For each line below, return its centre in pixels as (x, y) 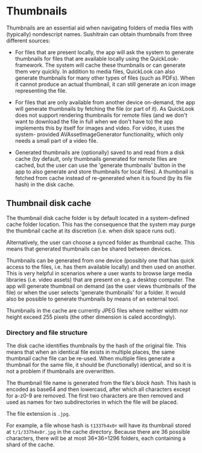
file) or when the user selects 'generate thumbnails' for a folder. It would (96, 292)
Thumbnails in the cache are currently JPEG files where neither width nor (97, 310)
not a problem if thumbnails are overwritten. (61, 371)
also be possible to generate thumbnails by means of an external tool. (93, 299)
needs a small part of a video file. (56, 140)
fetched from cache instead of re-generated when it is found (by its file (103, 178)
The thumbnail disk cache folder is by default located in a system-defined (98, 217)
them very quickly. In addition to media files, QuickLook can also (95, 71)
